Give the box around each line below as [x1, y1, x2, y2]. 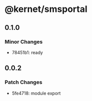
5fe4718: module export [11, 90, 61, 96]
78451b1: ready [11, 49, 43, 55]
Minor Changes [4, 38, 43, 45]
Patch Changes [4, 79, 43, 86]
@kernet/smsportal [4, 3, 88, 15]
